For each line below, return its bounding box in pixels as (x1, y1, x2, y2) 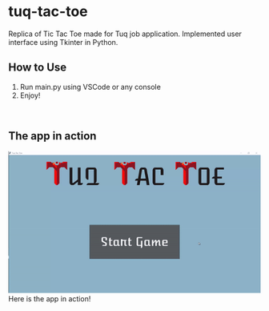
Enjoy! (19, 91, 41, 100)
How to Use (8, 61, 67, 75)
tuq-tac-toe (8, 2, 88, 21)
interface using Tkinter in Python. (8, 37, 118, 46)
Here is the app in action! (8, 294, 91, 304)
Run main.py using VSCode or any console (19, 82, 162, 91)
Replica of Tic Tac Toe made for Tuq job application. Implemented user (8, 29, 243, 38)
